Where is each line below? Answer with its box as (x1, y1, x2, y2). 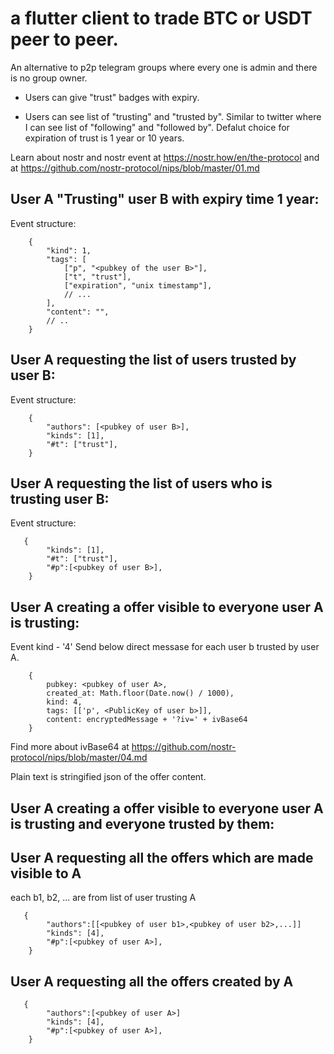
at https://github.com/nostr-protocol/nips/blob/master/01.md (10, 162, 260, 174)
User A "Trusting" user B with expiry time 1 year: (10, 191, 320, 208)
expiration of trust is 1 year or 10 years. (24, 132, 185, 144)
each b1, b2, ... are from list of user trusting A (10, 892, 197, 904)
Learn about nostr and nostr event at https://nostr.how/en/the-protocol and (10, 151, 320, 163)
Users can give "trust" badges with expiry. (24, 91, 200, 103)
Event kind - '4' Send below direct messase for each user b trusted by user (10, 641, 320, 653)
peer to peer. (10, 28, 119, 51)
